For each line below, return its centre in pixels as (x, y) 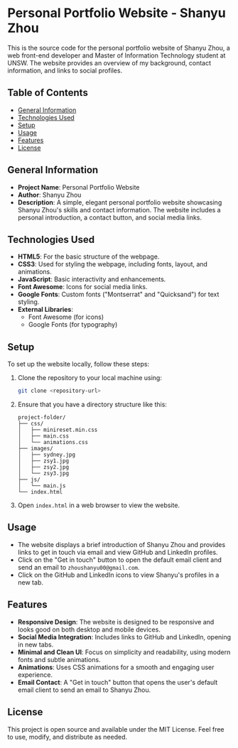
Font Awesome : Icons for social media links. (82, 287)
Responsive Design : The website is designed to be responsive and (116, 622)
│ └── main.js (42, 486)
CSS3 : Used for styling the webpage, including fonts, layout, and (113, 264)
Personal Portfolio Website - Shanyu (117, 13)
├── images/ (35, 449)
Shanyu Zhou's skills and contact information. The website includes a (119, 210)
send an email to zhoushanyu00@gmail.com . (79, 567)
